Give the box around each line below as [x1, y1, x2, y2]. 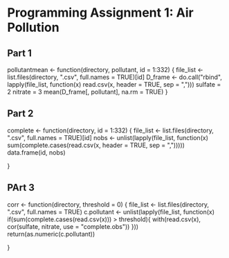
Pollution [7, 19, 60, 35]
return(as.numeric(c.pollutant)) [7, 230, 95, 238]
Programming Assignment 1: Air [7, 5, 194, 21]
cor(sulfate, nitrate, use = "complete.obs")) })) [7, 222, 139, 230]
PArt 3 [7, 182, 35, 193]
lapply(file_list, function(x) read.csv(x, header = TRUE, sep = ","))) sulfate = [7, 80, 221, 88]
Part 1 [7, 47, 33, 59]
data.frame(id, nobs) [7, 148, 66, 157]
